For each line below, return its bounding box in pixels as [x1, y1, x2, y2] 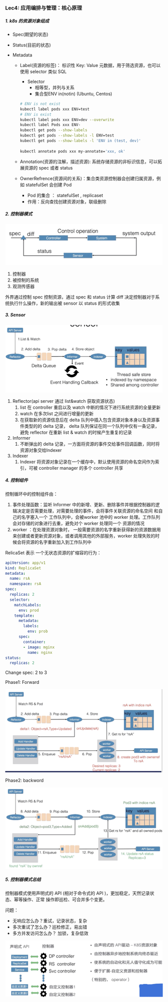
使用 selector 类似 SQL [19, 69, 67, 75]
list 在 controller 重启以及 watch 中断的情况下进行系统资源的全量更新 [19, 404, 161, 410]
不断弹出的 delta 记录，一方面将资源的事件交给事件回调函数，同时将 [19, 441, 160, 447]
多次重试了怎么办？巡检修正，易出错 [12, 924, 87, 930]
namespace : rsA [9, 581, 41, 586]
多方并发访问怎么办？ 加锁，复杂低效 [12, 930, 88, 936]
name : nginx [27, 650, 52, 655]
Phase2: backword [5, 777, 44, 783]
